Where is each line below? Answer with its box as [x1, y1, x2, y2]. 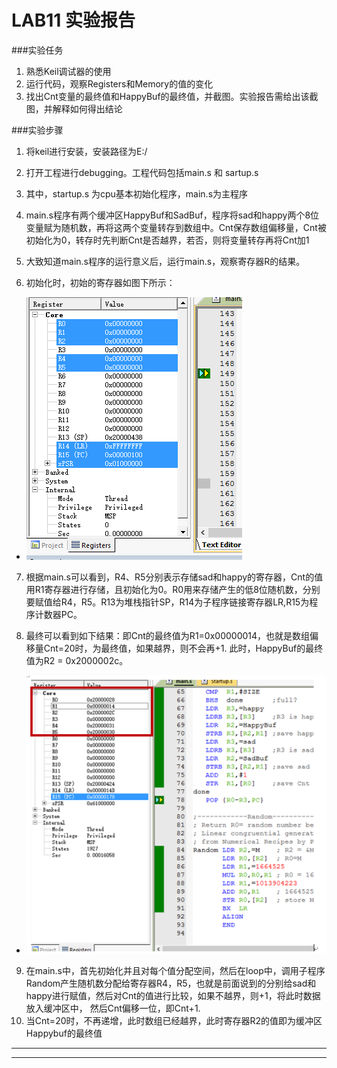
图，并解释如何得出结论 [25, 102, 123, 115]
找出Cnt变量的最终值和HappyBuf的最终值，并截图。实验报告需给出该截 [25, 90, 319, 102]
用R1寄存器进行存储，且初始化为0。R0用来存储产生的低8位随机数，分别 [25, 583, 321, 595]
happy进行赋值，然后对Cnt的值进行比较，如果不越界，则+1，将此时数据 [25, 990, 321, 1002]
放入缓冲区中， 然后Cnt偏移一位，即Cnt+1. [25, 1002, 201, 1015]
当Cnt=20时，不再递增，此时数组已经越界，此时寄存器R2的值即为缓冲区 [25, 1015, 323, 1027]
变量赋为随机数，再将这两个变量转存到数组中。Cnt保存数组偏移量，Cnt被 [25, 221, 327, 233]
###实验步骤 [11, 124, 64, 136]
